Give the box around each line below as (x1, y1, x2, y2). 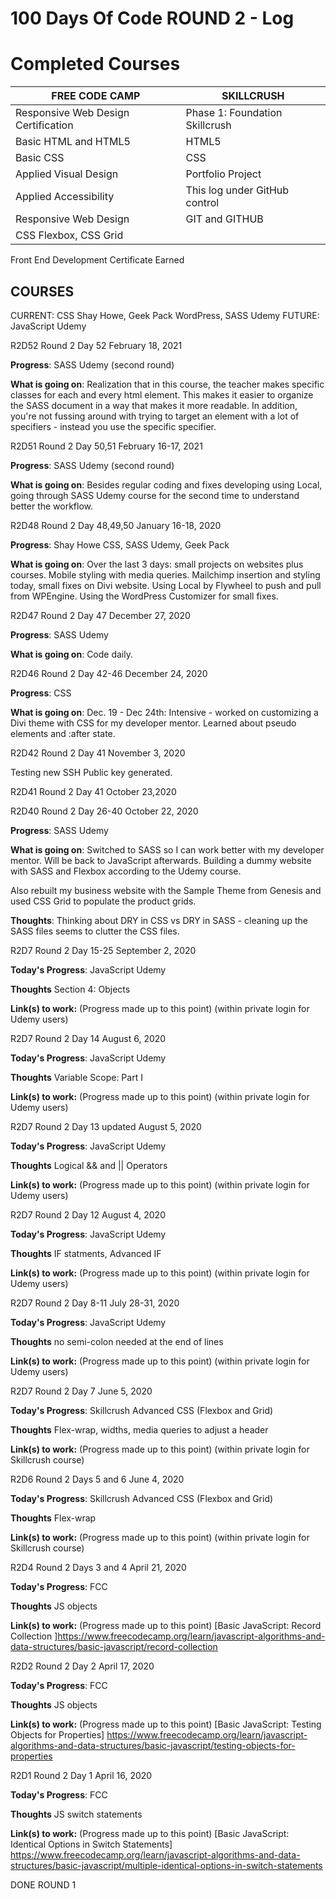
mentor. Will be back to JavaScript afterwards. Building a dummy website (10, 854, 312, 866)
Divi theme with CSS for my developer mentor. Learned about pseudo (10, 717, 297, 729)
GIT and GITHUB (185, 212, 264, 226)
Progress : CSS (10, 687, 72, 699)
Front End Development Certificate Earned (10, 254, 185, 266)
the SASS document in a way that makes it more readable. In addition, (10, 399, 298, 411)
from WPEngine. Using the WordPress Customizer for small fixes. (10, 590, 279, 602)
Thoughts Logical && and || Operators (10, 1159, 168, 1171)
